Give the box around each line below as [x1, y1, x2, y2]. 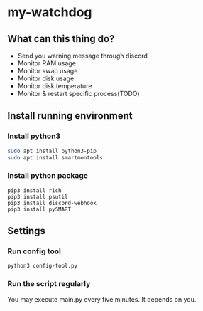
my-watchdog [7, 4, 92, 21]
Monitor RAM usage [17, 59, 77, 68]
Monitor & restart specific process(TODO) [17, 90, 140, 97]
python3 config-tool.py [7, 263, 78, 270]
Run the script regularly [7, 279, 91, 289]
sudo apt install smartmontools [7, 154, 103, 161]
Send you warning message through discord [17, 51, 148, 60]
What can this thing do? [7, 33, 115, 45]
